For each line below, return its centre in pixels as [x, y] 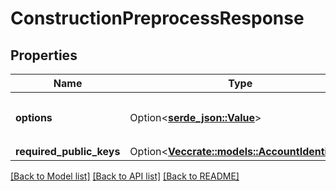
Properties [44, 55]
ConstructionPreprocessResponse [157, 18]
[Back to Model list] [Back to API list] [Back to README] [125, 176]
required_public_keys [68, 151]
